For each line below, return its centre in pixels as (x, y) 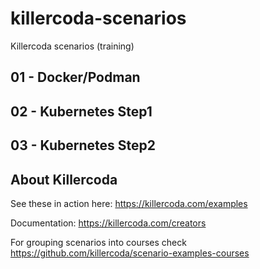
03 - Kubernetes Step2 (83, 145)
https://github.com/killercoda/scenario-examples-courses (130, 253)
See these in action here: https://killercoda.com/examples (129, 203)
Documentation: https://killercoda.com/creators (108, 223)
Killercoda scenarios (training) (72, 46)
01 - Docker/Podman (75, 77)
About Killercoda (64, 179)
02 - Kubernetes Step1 (81, 111)
